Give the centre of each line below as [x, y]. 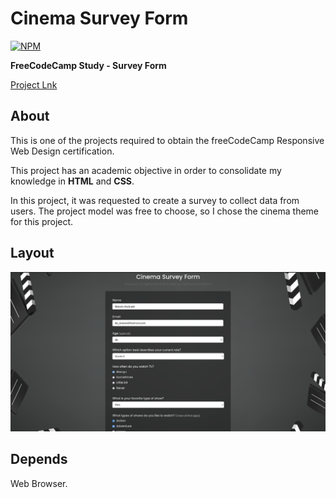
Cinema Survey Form [99, 18]
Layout [32, 253]
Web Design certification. [62, 151]
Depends [39, 459]
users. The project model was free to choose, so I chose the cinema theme [165, 211]
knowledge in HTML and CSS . [72, 181]
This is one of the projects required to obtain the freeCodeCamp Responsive [167, 140]
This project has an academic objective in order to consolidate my [146, 170]
